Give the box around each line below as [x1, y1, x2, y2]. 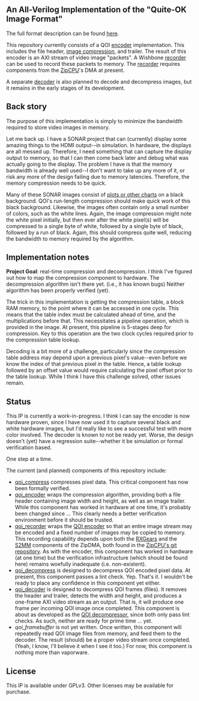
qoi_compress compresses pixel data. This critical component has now [14, 478, 189, 486]
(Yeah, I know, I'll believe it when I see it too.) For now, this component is [14, 643, 192, 650]
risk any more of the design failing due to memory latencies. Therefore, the [6, 173, 190, 180]
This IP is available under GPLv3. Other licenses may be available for [6, 682, 174, 689]
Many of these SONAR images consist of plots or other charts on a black [6, 191, 184, 198]
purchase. [6, 689, 31, 696]
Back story [6, 102, 48, 112]
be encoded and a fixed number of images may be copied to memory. [14, 529, 186, 536]
